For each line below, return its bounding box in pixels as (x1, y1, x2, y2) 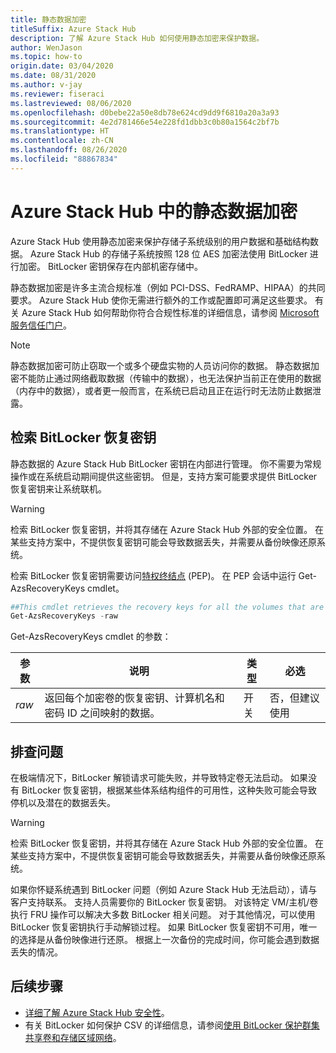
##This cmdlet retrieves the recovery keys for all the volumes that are (10, 602, 325, 612)
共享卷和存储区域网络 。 (24, 1031, 122, 1043)
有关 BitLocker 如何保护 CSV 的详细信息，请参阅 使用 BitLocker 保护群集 (24, 1019, 320, 1031)
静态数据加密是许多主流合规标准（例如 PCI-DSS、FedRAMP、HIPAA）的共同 (10, 281, 326, 293)
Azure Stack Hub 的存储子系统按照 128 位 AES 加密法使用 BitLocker (29, 247, 308, 260)
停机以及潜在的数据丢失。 (10, 797, 116, 809)
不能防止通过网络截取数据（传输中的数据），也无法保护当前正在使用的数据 (18, 372, 322, 384)
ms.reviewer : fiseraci (10, 89, 105, 99)
